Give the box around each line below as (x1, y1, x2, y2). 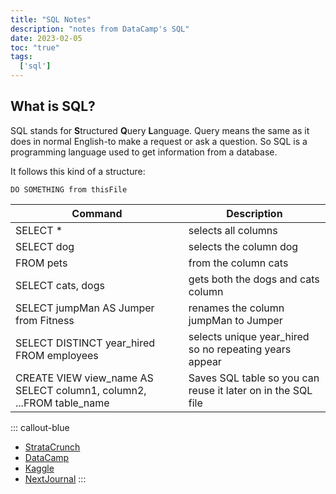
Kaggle (24, 462, 55, 474)
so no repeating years (188, 342, 292, 356)
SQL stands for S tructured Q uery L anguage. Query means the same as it (10, 124, 310, 136)
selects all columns (188, 223, 278, 237)
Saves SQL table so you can (188, 371, 320, 385)
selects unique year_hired (188, 329, 310, 343)
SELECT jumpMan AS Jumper (15, 301, 155, 315)
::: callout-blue (10, 421, 70, 433)
